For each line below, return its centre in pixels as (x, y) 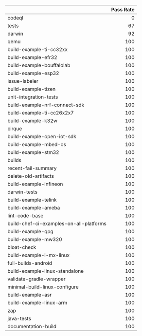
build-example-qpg (30, 232)
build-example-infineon (35, 184)
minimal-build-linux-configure (43, 287)
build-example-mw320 (35, 239)
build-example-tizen (32, 89)
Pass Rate (123, 9)
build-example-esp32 (33, 73)
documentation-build (32, 327)
